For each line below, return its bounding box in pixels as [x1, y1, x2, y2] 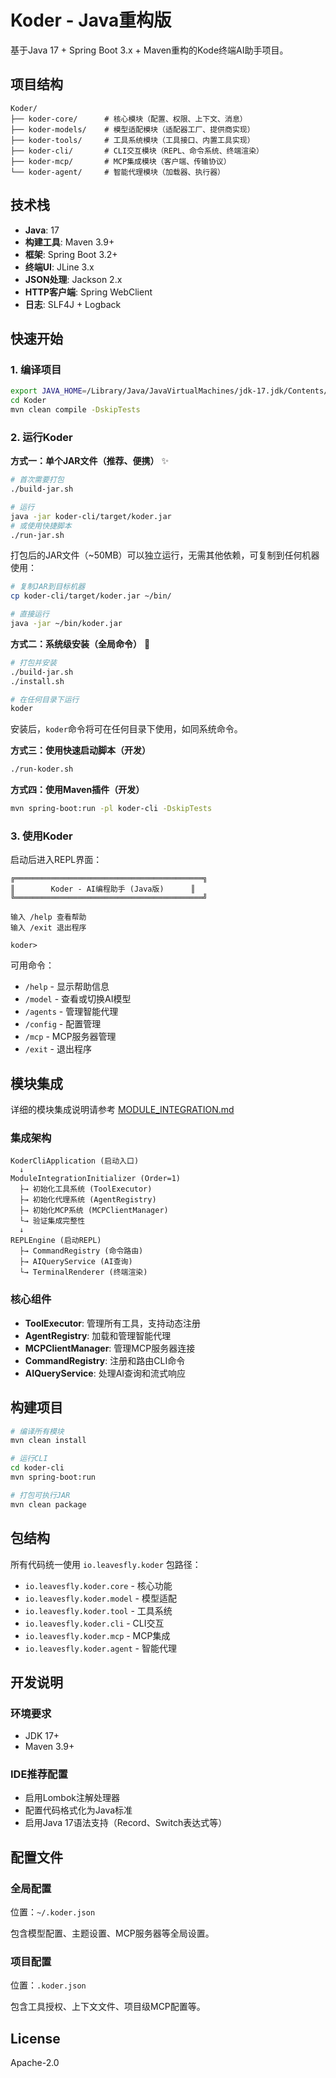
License [10, 2030, 61, 2047]
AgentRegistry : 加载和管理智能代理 [24, 1329, 172, 1341]
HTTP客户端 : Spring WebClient [24, 286, 153, 298]
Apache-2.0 [10, 2057, 60, 2069]
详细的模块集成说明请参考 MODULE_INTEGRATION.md [10, 1104, 235, 1116]
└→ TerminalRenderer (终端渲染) [19, 1267, 148, 1278]
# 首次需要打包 [10, 475, 65, 485]
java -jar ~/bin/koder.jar [10, 619, 123, 629]
